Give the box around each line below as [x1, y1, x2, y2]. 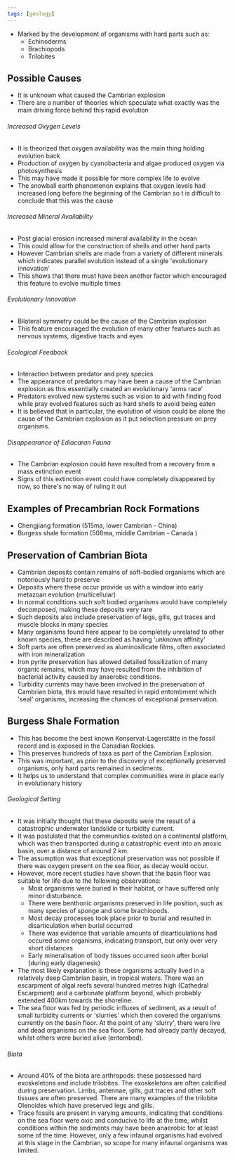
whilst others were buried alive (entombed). [17, 1033, 144, 1042]
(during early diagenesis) [27, 959, 101, 967]
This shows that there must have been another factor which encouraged [17, 272, 227, 280]
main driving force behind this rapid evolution [17, 106, 149, 115]
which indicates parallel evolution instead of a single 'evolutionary [17, 256, 208, 264]
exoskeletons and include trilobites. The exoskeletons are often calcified [17, 1079, 227, 1088]
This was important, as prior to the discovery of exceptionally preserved [17, 756, 227, 765]
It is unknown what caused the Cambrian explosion [17, 91, 166, 99]
